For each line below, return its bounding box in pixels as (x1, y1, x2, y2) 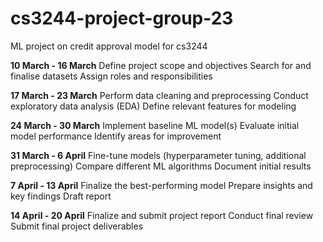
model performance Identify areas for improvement (10, 130, 222, 142)
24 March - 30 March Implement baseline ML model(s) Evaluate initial (10, 119, 300, 131)
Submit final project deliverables (10, 220, 144, 232)
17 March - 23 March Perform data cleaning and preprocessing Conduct (10, 89, 309, 101)
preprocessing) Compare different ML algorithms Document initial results (10, 160, 312, 172)
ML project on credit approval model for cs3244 (10, 40, 208, 52)
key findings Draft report (10, 190, 112, 202)
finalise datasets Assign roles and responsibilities (10, 70, 213, 82)
